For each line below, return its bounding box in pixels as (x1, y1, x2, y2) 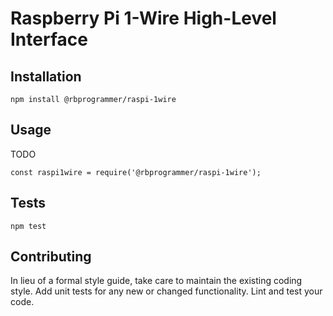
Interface (10, 28, 88, 51)
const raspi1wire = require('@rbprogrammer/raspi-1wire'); (10, 167, 262, 177)
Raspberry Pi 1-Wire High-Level (10, 7, 277, 30)
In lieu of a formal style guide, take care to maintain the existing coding (10, 275, 303, 287)
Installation (10, 68, 82, 85)
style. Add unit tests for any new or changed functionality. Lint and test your (10, 285, 323, 297)
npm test (10, 221, 47, 231)
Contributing (10, 248, 92, 266)
